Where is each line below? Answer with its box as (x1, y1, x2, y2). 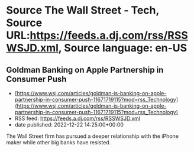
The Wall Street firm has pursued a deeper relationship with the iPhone (6, 132, 179, 140)
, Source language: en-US (58, 41, 187, 55)
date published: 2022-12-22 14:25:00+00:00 (14, 121, 124, 128)
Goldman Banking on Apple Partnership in (6, 64, 164, 75)
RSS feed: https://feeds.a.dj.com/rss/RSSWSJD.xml (14, 115, 141, 122)
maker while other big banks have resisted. (6, 139, 111, 145)
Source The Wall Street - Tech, (6, 4, 160, 17)
